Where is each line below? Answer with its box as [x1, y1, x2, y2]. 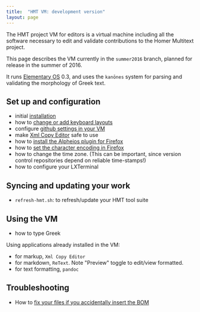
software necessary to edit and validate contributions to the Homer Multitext [6, 37, 194, 44]
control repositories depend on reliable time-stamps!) [14, 157, 146, 164]
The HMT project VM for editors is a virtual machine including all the [6, 30, 174, 38]
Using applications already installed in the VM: [6, 241, 121, 248]
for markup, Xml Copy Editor [14, 252, 85, 260]
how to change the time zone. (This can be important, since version [14, 151, 181, 158]
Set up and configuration [6, 96, 101, 106]
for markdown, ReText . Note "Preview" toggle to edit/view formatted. [14, 259, 184, 266]
